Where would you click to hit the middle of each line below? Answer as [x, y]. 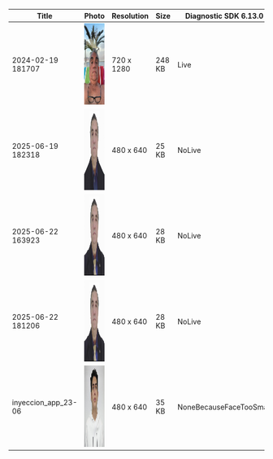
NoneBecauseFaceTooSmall [224, 407]
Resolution [130, 15]
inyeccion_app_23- [45, 403]
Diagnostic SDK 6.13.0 [224, 15]
